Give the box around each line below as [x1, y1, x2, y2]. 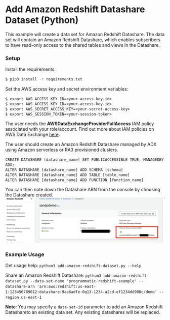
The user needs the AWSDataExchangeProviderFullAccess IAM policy [5, 121, 154, 127]
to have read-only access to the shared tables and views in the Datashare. [5, 42, 160, 48]
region [5, 295, 19, 300]
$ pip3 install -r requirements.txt [5, 77, 82, 82]
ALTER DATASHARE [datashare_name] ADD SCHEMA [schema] [5, 167, 123, 172]
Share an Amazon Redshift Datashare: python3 [5, 272, 102, 278]
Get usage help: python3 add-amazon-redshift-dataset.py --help [5, 263, 142, 269]
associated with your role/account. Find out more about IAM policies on [5, 126, 154, 132]
